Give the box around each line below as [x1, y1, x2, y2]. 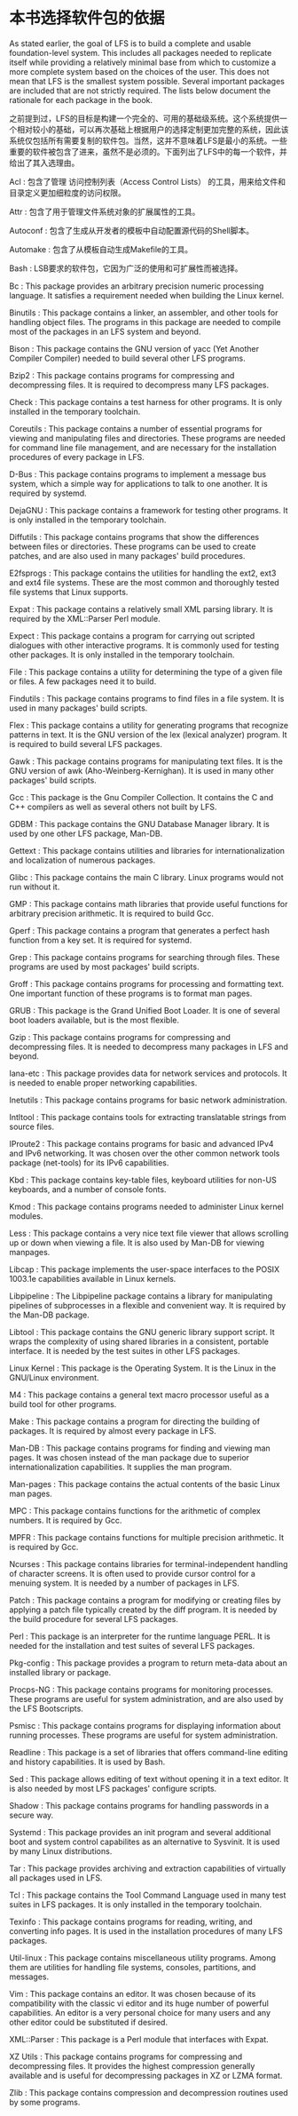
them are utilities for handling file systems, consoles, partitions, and [9, 1961, 256, 1972]
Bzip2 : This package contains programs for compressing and [9, 370, 235, 380]
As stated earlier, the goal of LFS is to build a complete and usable [9, 37, 251, 49]
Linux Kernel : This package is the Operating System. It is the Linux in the [9, 1363, 277, 1373]
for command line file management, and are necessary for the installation [9, 441, 277, 453]
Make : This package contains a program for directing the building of [9, 1416, 260, 1427]
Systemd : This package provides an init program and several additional [9, 1826, 271, 1837]
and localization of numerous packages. [9, 855, 156, 865]
